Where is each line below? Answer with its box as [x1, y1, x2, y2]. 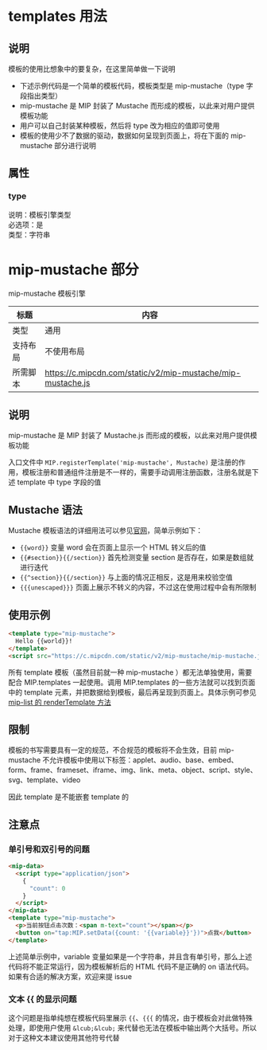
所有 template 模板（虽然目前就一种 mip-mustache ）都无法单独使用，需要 [8, 667, 253, 677]
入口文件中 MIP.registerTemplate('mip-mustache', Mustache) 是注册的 [8, 457, 239, 467]
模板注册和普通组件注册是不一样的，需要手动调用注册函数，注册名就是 [21, 468, 252, 477]
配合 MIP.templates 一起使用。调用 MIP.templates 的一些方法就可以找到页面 [8, 677, 256, 687]
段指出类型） [19, 91, 62, 100]
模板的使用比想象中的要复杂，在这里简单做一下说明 [8, 65, 176, 73]
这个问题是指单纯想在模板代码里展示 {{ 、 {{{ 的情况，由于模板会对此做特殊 [8, 1013, 253, 1022]
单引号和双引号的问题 [8, 844, 90, 855]
